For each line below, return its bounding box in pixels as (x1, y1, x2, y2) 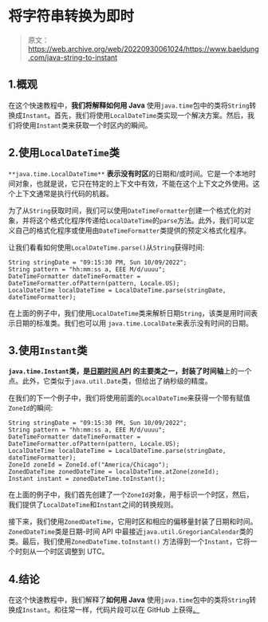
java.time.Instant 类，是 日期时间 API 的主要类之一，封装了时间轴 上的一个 (8, 366, 252, 376)
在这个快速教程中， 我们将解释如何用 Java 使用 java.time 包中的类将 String (8, 100, 250, 110)
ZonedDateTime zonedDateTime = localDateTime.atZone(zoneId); (8, 468, 219, 476)
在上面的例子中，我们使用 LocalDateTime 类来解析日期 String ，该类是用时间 (8, 308, 251, 317)
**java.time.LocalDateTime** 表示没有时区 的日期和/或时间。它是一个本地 (8, 168, 250, 178)
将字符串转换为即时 (8, 7, 135, 26)
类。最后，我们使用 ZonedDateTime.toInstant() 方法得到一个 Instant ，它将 (8, 537, 251, 546)
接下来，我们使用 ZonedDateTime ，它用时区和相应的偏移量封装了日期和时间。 (8, 517, 258, 526)
